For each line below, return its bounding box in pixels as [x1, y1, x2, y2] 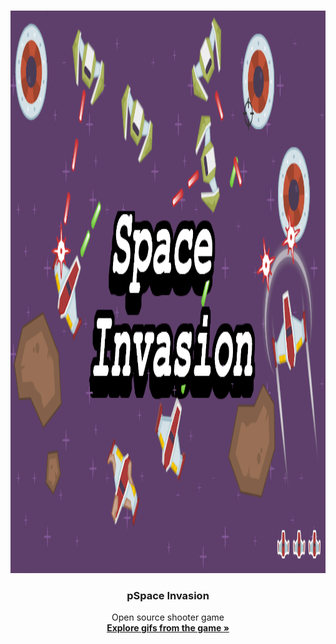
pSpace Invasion [126, 588, 210, 602]
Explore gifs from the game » [106, 622, 230, 634]
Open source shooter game [111, 611, 225, 624]
